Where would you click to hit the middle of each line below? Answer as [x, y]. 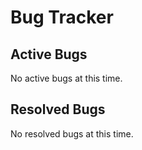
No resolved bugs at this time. [72, 133]
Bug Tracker [62, 17]
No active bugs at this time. [66, 78]
